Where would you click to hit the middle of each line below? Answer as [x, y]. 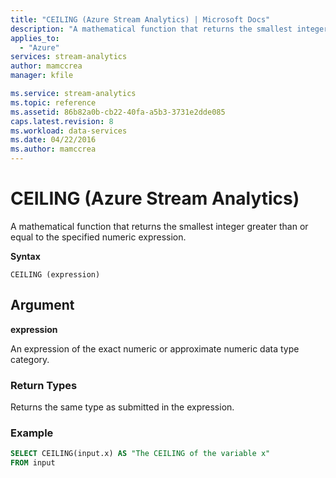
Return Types [44, 385]
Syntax [25, 256]
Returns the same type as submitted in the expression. [122, 407]
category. [30, 359]
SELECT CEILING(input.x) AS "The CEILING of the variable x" [140, 454]
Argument [42, 305]
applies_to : [35, 38]
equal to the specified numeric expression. [98, 237]
